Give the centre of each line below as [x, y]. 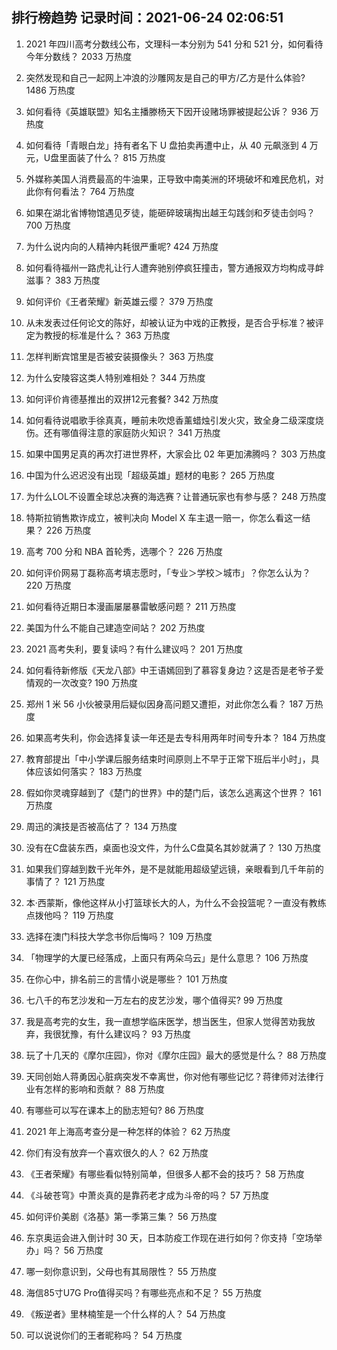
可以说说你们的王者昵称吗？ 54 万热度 [104, 1335]
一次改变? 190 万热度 [95, 682]
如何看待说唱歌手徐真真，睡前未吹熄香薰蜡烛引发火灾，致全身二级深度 [170, 420]
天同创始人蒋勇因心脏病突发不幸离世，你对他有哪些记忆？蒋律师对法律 [170, 1076]
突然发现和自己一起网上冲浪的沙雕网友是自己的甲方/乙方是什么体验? [165, 77]
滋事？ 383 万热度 [63, 280]
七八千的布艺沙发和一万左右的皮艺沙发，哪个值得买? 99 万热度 [154, 1000]
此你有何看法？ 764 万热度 [80, 191]
